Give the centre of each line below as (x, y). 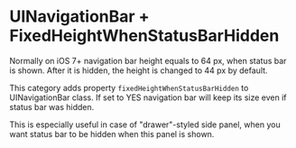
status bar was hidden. (52, 106)
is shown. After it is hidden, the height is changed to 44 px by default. (139, 70)
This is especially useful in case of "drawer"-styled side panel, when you (145, 125)
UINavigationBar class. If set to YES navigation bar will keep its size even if (148, 97)
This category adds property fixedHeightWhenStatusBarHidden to (129, 88)
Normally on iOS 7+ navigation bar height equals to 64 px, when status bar (148, 60)
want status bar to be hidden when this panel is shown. (112, 134)
